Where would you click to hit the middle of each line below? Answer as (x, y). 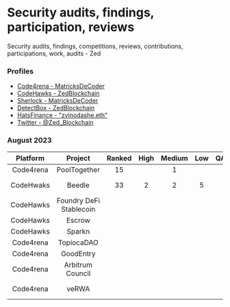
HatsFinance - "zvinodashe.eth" (62, 115)
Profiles (21, 71)
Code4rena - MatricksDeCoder (61, 86)
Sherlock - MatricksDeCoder (57, 101)
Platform (30, 158)
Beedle (79, 185)
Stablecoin (78, 209)
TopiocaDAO (78, 243)
